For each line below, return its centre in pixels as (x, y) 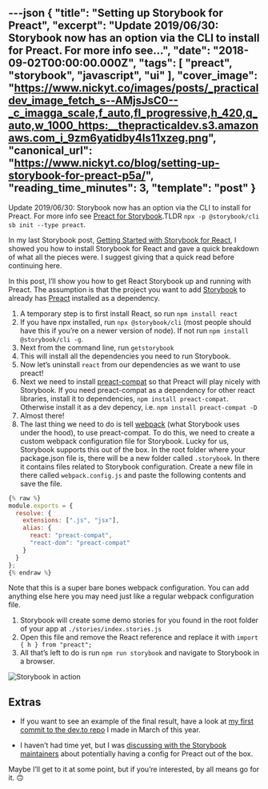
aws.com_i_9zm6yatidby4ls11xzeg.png (108, 138)
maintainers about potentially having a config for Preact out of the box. (136, 754)
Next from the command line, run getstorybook (97, 347)
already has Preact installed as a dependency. (84, 298)
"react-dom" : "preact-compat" (80, 543)
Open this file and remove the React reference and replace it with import (139, 637)
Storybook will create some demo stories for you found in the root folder (139, 620)
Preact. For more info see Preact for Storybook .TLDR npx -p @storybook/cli (134, 216)
